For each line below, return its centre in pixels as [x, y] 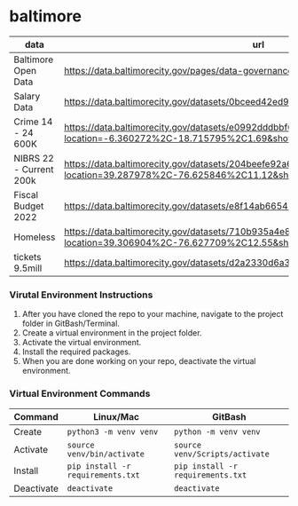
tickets [27, 257]
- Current [34, 169]
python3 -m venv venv [113, 431]
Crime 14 [33, 122]
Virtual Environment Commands [80, 394]
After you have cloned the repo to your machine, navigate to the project [153, 314]
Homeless [35, 237]
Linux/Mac [116, 416]
